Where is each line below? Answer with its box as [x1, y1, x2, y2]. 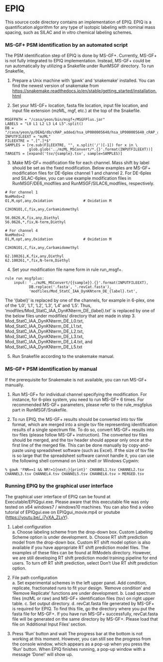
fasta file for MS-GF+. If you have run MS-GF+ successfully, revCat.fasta [12, 611, 158, 617]
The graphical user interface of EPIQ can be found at [5, 493, 111, 499]
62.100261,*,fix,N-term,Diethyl [5, 258, 70, 263]
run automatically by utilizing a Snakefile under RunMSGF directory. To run [5, 63, 154, 69]
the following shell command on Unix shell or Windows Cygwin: [12, 457, 139, 463]
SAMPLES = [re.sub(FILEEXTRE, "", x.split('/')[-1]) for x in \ [5, 143, 138, 148]
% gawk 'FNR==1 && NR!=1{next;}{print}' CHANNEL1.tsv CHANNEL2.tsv [5, 467, 145, 472]
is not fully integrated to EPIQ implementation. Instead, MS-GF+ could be [5, 58, 151, 64]
